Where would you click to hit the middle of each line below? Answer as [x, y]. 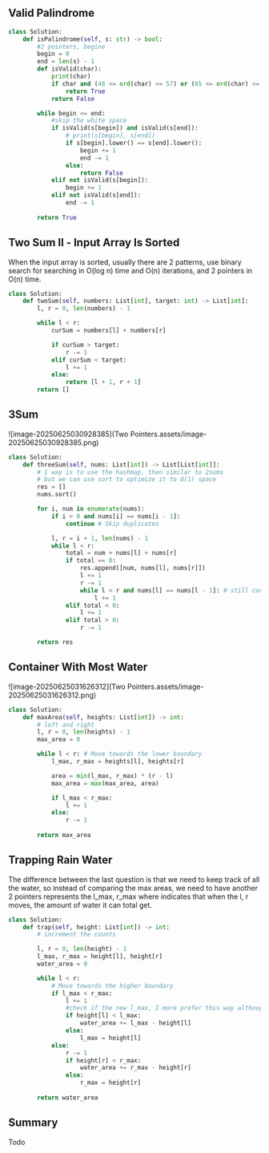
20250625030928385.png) [54, 442]
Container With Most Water [78, 668]
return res [55, 642]
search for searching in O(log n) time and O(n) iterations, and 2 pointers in [130, 270]
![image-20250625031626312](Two [67, 686]
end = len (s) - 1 [66, 62]
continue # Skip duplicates [112, 524]
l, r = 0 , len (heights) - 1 [84, 732]
